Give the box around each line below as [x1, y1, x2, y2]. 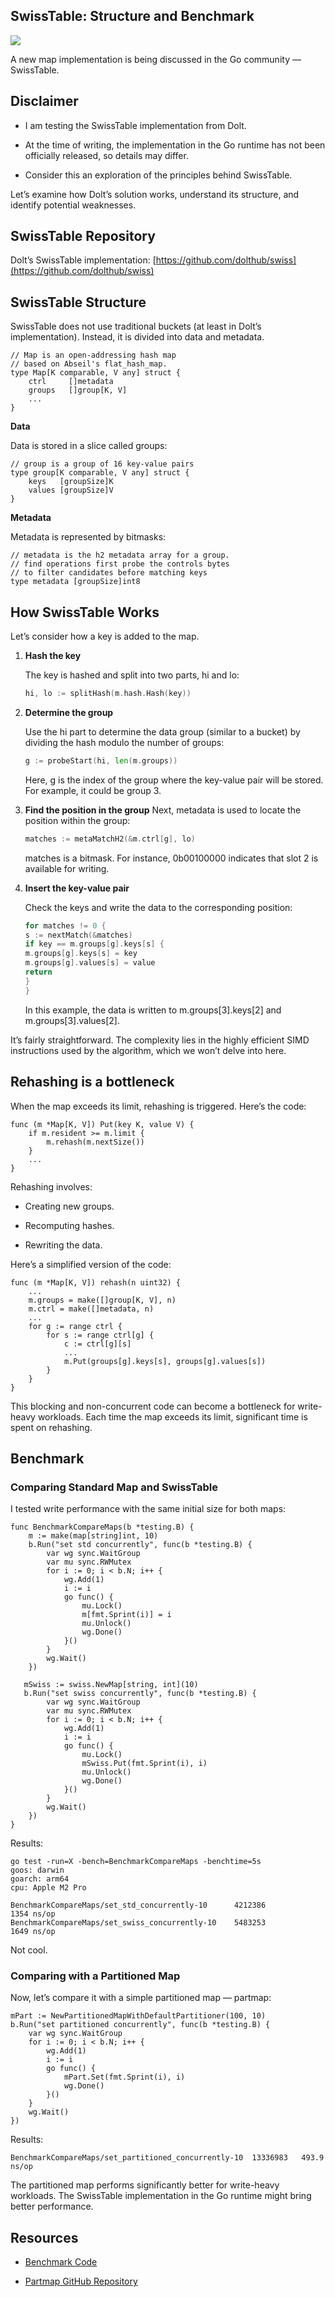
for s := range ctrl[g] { [46, 1330, 155, 1340]
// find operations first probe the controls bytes [10, 559, 230, 569]
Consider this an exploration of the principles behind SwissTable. [24, 169, 293, 181]
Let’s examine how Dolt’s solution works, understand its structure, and [10, 188, 300, 200]
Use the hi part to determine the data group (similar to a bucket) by [24, 725, 301, 738]
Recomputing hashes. [24, 1219, 115, 1231]
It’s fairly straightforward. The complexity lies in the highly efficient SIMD [10, 1034, 310, 1046]
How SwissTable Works [10, 604, 160, 621]
